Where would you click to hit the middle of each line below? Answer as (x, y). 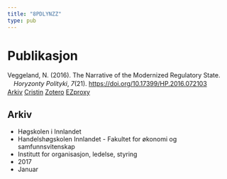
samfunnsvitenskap (46, 147)
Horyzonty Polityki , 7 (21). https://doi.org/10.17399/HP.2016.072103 (110, 84)
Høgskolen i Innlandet (49, 131)
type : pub (22, 21)
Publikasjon (43, 56)
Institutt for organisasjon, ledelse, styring (77, 154)
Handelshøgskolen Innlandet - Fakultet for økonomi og (97, 139)
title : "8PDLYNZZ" (34, 14)
